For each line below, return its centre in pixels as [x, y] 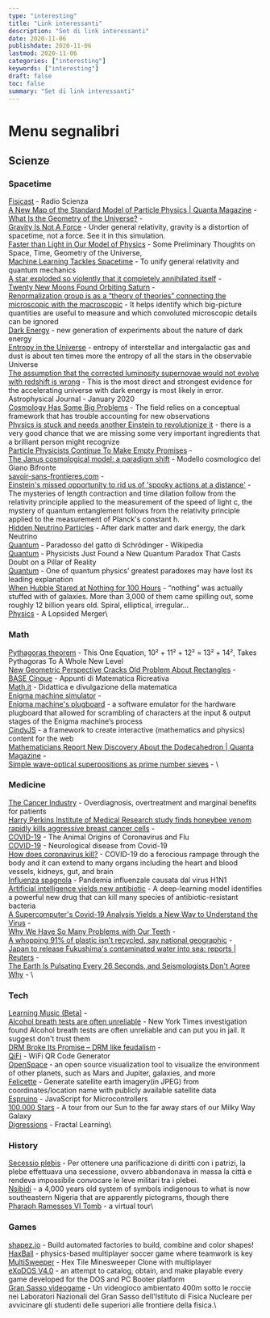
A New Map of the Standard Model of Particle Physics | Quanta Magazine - [133, 210]
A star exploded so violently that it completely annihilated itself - [115, 279]
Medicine [27, 785]
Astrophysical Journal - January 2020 [71, 399]
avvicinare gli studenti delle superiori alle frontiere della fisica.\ [112, 1305]
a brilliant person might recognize [64, 442]
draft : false [30, 76]
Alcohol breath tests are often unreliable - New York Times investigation [128, 1022]
